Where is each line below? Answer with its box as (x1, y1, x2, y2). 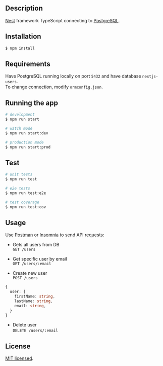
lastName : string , (14, 299, 53, 304)
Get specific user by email (12, 256, 67, 262)
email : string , (14, 303, 46, 308)
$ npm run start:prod (5, 144, 51, 150)
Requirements (5, 59, 50, 68)
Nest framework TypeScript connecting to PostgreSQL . (5, 17, 120, 23)
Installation (5, 32, 41, 41)
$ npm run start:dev (5, 130, 49, 136)
